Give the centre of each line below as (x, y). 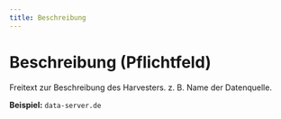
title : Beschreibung (48, 18)
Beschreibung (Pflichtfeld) (110, 62)
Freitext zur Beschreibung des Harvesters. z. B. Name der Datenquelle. (141, 87)
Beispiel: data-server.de (55, 105)
